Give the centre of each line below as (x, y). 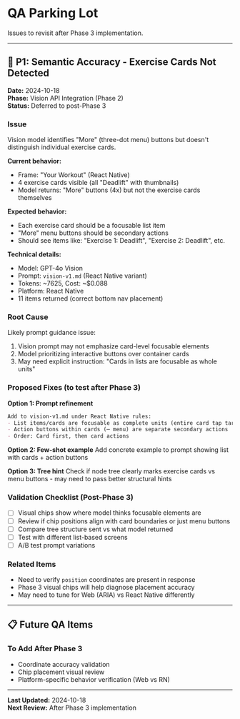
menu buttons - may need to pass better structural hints (90, 479)
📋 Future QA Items (50, 625)
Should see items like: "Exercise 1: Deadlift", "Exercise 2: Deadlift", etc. (121, 241)
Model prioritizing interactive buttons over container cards (103, 354)
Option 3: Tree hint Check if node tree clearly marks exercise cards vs (111, 471)
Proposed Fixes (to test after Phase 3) (74, 388)
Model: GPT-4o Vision (50, 268)
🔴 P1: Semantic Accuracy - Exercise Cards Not (112, 62)
